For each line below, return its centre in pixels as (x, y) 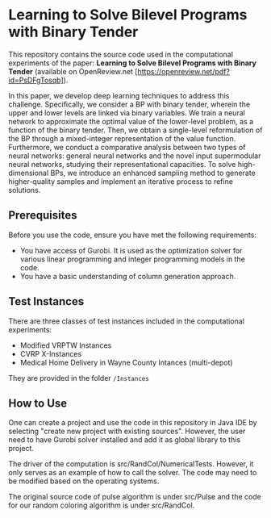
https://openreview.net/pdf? (183, 71)
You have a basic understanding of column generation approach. (128, 276)
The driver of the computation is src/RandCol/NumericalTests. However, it (131, 464)
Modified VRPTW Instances (66, 345)
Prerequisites (43, 215)
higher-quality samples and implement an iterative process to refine (121, 181)
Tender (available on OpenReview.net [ (73, 71)
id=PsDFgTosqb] (36, 80)
